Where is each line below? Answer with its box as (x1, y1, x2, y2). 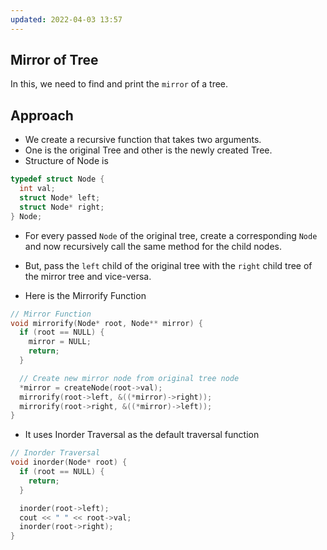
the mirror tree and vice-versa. (24, 270, 152, 282)
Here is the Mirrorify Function (24, 289, 147, 301)
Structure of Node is (24, 155, 109, 167)
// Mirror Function (10, 309, 92, 319)
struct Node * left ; (19, 193, 101, 203)
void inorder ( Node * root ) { (10, 457, 128, 468)
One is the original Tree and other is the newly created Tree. (24, 144, 273, 156)
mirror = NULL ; (28, 337, 92, 347)
